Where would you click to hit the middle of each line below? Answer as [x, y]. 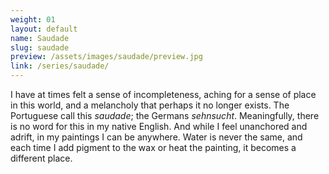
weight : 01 [33, 19]
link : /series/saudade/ [60, 66]
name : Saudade [40, 38]
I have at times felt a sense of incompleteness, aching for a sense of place [163, 94]
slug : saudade [40, 47]
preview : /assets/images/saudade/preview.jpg [106, 57]
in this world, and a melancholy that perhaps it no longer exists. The [150, 105]
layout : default [44, 29]
